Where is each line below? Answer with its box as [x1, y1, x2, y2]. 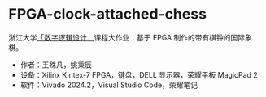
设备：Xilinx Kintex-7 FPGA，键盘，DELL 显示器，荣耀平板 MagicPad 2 [20, 70, 258, 79]
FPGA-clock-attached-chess [8, 5, 207, 23]
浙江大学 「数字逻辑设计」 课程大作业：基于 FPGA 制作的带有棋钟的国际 [8, 32, 246, 42]
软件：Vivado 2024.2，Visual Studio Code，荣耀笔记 [20, 80, 198, 90]
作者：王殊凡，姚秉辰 [20, 60, 92, 70]
